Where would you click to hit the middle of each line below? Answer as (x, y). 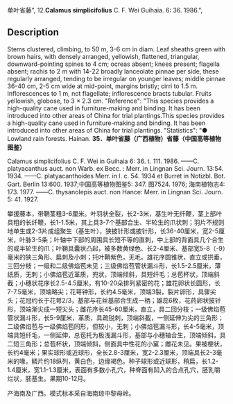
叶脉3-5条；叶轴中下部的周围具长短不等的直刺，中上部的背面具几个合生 (121, 239)
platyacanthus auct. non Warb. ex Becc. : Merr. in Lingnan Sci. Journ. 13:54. (115, 168)
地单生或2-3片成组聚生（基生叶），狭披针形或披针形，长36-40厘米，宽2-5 (113, 230)
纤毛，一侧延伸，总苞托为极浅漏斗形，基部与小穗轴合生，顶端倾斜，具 (126, 335)
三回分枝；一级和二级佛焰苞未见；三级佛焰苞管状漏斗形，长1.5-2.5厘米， (111, 265)
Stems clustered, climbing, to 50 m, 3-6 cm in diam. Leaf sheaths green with (116, 49)
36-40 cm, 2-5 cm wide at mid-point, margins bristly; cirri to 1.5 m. (103, 86)
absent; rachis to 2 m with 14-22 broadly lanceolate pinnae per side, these (113, 71)
